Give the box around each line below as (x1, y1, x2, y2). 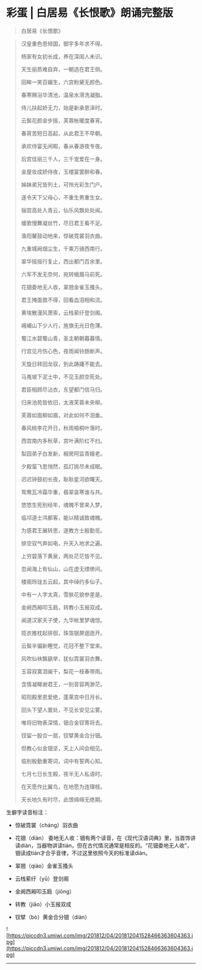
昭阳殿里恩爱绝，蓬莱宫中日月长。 (20, 693, 106, 701)
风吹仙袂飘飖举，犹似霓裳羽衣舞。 (20, 655, 106, 662)
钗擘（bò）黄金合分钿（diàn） (14, 913, 90, 921)
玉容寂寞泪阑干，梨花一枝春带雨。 (20, 667, 106, 675)
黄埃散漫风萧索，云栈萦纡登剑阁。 (20, 309, 106, 316)
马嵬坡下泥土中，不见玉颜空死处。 (20, 373, 106, 380)
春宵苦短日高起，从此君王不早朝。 (20, 130, 106, 137)
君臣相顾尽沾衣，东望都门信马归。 (20, 386, 106, 393)
